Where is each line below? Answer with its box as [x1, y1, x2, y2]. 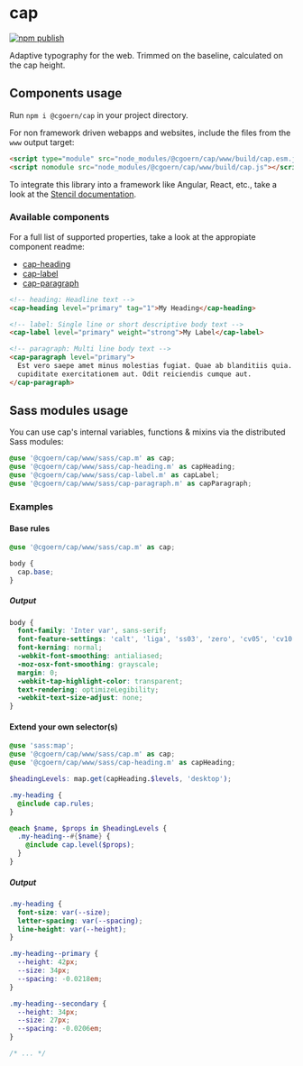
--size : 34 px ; [17, 966, 70, 975]
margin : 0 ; [17, 668, 59, 677]
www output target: [9, 136, 75, 147]
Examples [9, 500, 54, 512]
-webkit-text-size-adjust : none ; [17, 694, 143, 703]
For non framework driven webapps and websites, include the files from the [9, 127, 291, 138]
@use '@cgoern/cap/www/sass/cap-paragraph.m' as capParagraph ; [9, 479, 252, 489]
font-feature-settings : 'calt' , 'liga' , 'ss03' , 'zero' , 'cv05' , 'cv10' [17, 635, 297, 644]
